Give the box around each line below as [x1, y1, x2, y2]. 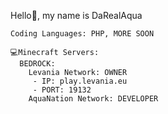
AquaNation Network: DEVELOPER [28, 94, 159, 104]
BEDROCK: [19, 59, 56, 69]
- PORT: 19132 [32, 85, 92, 95]
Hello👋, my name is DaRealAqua [10, 10, 143, 21]
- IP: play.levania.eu [32, 76, 128, 86]
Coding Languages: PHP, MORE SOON [10, 29, 155, 39]
